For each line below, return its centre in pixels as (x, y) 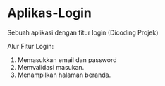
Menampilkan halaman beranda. (64, 75)
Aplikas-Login (49, 13)
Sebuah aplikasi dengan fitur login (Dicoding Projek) (83, 32)
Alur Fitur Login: (31, 46)
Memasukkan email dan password (67, 60)
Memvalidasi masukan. (51, 67)
